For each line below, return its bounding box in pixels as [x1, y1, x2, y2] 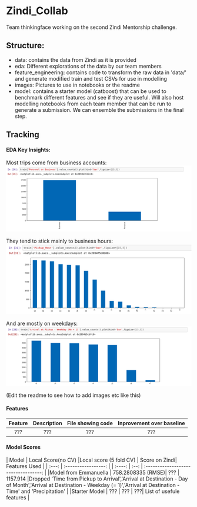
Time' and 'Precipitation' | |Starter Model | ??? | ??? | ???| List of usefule [6, 488, 180, 495]
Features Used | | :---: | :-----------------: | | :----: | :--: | [6, 463, 143, 470]
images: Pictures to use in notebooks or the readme [14, 81, 140, 88]
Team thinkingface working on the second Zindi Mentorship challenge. [6, 24, 178, 31]
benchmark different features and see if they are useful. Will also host [14, 94, 184, 101]
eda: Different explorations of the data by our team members [14, 62, 162, 69]
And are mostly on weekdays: [6, 320, 78, 327]
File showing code [67, 420, 113, 427]
